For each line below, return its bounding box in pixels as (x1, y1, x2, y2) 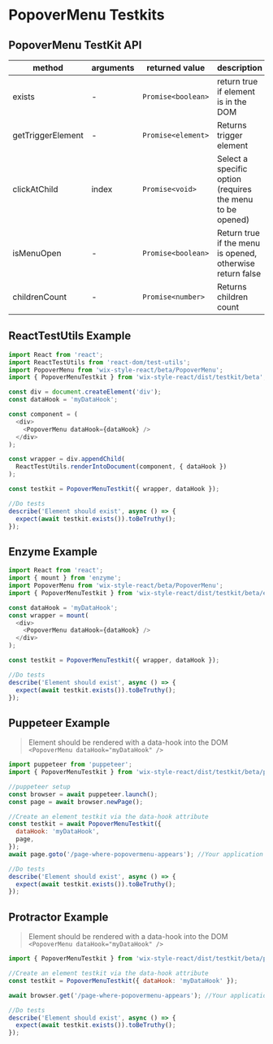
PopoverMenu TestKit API (8, 38, 142, 52)
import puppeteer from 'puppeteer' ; (8, 760, 132, 769)
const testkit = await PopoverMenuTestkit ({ (8, 820, 162, 829)
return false (216, 268, 262, 279)
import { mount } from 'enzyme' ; (8, 574, 122, 582)
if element (216, 86, 256, 97)
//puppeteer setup (8, 782, 71, 790)
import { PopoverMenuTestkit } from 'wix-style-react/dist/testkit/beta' (8, 373, 264, 381)
